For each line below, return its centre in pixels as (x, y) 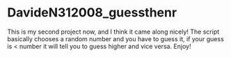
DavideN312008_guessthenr (92, 13)
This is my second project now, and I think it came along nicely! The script (113, 32)
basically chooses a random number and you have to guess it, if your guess (115, 38)
